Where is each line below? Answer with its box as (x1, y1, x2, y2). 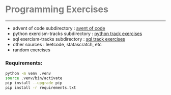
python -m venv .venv (5, 71, 51, 76)
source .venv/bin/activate (5, 76, 63, 81)
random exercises (12, 47, 51, 53)
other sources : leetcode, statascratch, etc (12, 41, 102, 47)
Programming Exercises (5, 4, 108, 15)
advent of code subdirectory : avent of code (12, 25, 105, 31)
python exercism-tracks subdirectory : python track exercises (12, 30, 142, 37)
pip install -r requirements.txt (5, 85, 76, 90)
